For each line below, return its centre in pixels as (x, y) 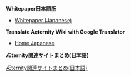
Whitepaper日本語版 (31, 9)
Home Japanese (34, 43)
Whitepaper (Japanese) (43, 20)
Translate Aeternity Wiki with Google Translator (65, 32)
